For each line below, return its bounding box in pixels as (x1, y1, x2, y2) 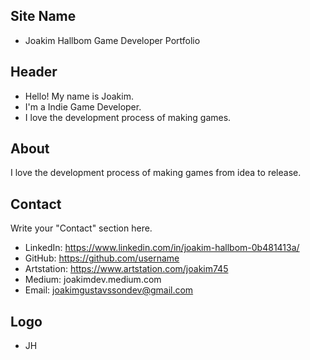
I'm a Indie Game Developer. (24, 100, 142, 113)
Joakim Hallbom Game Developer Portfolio (24, 34, 201, 46)
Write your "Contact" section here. (10, 222, 153, 234)
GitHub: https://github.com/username (24, 252, 180, 264)
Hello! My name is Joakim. (24, 90, 134, 102)
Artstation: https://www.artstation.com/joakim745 (24, 263, 229, 275)
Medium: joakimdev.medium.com (24, 274, 162, 286)
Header (10, 64, 58, 81)
